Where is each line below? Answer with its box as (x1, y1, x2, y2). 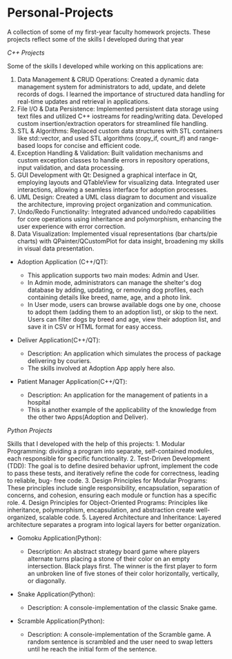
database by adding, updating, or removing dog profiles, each (27, 286, 204, 294)
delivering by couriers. (27, 356, 92, 364)
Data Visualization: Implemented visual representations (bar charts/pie (17, 230, 217, 238)
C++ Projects (7, 48, 45, 57)
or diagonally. (27, 576, 67, 585)
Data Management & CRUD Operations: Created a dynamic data (17, 75, 199, 84)
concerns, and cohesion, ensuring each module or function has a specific (7, 491, 217, 499)
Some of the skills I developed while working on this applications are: (7, 62, 204, 70)
